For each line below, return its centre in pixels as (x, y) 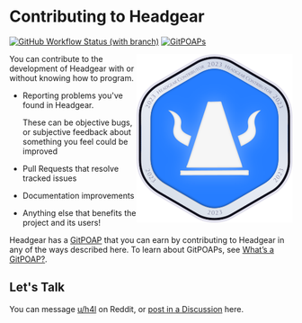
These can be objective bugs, (77, 122)
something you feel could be (75, 141)
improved (40, 151)
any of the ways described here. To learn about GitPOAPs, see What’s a (142, 249)
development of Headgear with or (72, 68)
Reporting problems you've (72, 95)
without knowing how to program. (72, 77)
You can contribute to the (56, 58)
